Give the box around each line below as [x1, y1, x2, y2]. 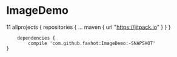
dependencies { [17, 35, 56, 41]
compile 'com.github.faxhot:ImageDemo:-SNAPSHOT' [28, 40, 156, 46]
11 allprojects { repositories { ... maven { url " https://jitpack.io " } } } [6, 23, 171, 31]
